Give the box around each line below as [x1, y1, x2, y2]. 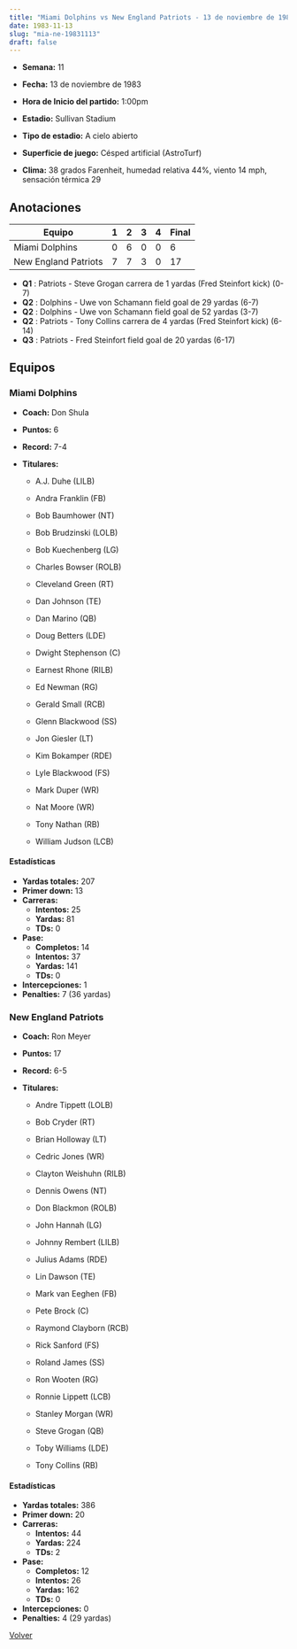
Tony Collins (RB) [34, 1460, 99, 1471]
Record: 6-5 [21, 1065, 68, 1076]
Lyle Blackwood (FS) [34, 767, 110, 778]
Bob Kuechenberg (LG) [34, 544, 119, 554]
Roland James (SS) [34, 1357, 105, 1368]
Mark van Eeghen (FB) [34, 1289, 118, 1299]
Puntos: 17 [21, 1049, 62, 1059]
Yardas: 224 [34, 1537, 81, 1548]
